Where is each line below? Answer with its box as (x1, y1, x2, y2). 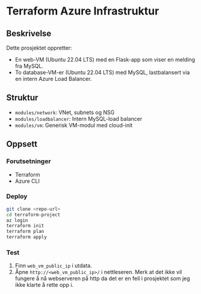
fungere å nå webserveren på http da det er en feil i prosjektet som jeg (14, 275, 191, 282)
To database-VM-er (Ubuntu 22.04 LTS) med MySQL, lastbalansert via (14, 69, 190, 76)
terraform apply (6, 234, 47, 240)
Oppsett (6, 139, 38, 149)
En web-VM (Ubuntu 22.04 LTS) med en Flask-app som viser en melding (14, 56, 196, 63)
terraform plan (6, 228, 45, 235)
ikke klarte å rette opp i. (14, 281, 74, 289)
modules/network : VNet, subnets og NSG (14, 109, 115, 116)
